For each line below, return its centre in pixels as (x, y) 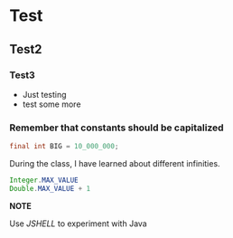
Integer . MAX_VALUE (44, 181)
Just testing (44, 94)
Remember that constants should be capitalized (116, 128)
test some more (51, 104)
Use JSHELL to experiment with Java (78, 224)
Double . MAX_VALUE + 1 (50, 188)
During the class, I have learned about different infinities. (115, 164)
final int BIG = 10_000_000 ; (64, 147)
